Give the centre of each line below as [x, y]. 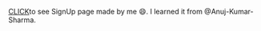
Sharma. [22, 20]
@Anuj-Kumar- [229, 12]
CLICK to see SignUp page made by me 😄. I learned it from [105, 12]
